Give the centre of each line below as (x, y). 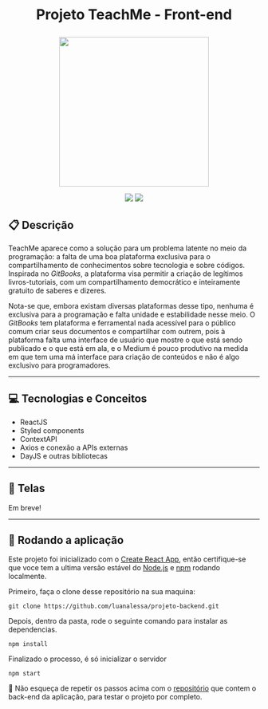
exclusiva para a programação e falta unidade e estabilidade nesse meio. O (132, 314)
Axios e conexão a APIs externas (74, 447)
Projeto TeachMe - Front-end (134, 15)
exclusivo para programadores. (59, 365)
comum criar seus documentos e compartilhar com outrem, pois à (117, 331)
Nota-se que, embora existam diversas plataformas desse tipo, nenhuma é (131, 306)
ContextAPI (38, 439)
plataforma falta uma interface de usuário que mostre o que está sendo (126, 340)
